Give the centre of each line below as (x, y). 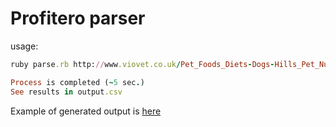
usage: (24, 46)
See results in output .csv (66, 92)
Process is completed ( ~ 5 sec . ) (77, 82)
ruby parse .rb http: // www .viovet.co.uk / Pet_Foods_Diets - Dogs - (142, 64)
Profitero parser (78, 18)
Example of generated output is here (86, 111)
